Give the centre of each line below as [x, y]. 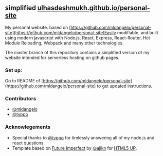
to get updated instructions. [125, 86]
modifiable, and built [137, 32]
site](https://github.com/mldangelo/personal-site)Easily [61, 32]
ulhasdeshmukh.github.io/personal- [94, 8]
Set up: [14, 70]
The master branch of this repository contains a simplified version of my [77, 52]
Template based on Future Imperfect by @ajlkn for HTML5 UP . [74, 148]
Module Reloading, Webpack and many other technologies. [64, 43]
